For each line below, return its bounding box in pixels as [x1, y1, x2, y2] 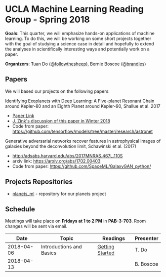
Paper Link [12, 113, 35, 119]
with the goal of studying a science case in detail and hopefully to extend [5, 40, 154, 46]
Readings [102, 235, 125, 242]
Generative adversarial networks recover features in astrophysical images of [5, 138, 161, 144]
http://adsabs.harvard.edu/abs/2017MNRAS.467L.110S [12, 153, 123, 158]
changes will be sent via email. [5, 223, 68, 229]
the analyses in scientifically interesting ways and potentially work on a [5, 46, 150, 52]
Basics [41, 249, 57, 256]
